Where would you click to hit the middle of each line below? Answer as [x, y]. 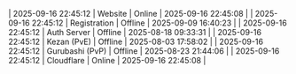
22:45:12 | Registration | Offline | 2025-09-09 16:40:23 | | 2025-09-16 [159, 23]
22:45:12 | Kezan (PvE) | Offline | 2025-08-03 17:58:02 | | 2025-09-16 [136, 41]
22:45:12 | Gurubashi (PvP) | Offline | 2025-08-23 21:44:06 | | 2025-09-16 [144, 51]
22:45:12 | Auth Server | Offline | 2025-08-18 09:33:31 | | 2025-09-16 [135, 32]
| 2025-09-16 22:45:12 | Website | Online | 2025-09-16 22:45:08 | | [131, 14]
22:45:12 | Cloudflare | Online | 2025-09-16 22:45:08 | [107, 60]
